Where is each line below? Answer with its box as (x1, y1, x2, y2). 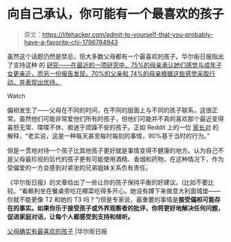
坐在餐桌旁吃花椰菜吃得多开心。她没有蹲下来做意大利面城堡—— (40, 186, 221, 195)
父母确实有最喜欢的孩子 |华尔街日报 (7, 227, 108, 235)
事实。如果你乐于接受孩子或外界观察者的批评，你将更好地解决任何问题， (19, 203, 224, 212)
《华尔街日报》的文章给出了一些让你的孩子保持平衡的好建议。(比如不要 (7, 178, 208, 186)
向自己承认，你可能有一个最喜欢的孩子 (7, 6, 225, 22)
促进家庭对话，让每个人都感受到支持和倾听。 (7, 212, 134, 221)
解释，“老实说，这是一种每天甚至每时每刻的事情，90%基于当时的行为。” (7, 131, 210, 140)
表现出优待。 (25, 78, 62, 86)
